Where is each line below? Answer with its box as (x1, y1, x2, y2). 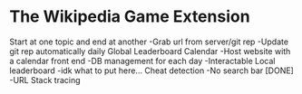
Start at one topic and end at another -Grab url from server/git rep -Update (9, 36, 288, 47)
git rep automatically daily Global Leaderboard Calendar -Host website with (9, 45, 291, 56)
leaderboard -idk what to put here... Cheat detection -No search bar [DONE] (9, 65, 295, 76)
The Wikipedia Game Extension (9, 6, 251, 27)
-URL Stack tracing (9, 74, 81, 85)
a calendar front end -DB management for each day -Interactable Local (9, 55, 276, 66)
